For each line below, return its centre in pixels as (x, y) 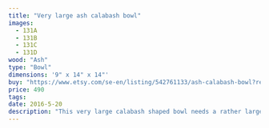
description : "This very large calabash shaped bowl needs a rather (125, 112)
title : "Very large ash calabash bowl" (75, 16)
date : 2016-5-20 (35, 104)
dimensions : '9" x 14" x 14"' (59, 75)
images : (21, 23)
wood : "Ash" (28, 60)
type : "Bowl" (30, 68)
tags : (17, 97)
